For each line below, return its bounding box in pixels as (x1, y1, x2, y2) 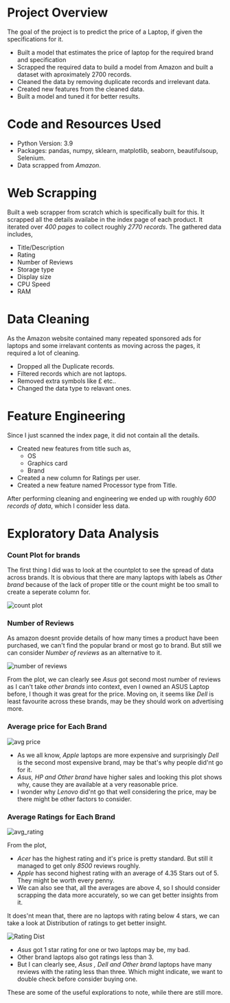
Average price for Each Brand (7, 722, 108, 732)
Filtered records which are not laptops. (16, 369, 127, 378)
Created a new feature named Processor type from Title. (16, 481, 177, 489)
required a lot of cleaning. (7, 349, 80, 357)
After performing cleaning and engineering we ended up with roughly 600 (7, 494, 216, 502)
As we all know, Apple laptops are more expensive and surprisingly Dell (16, 751, 219, 759)
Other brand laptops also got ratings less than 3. (16, 953, 154, 962)
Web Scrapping (7, 185, 97, 201)
